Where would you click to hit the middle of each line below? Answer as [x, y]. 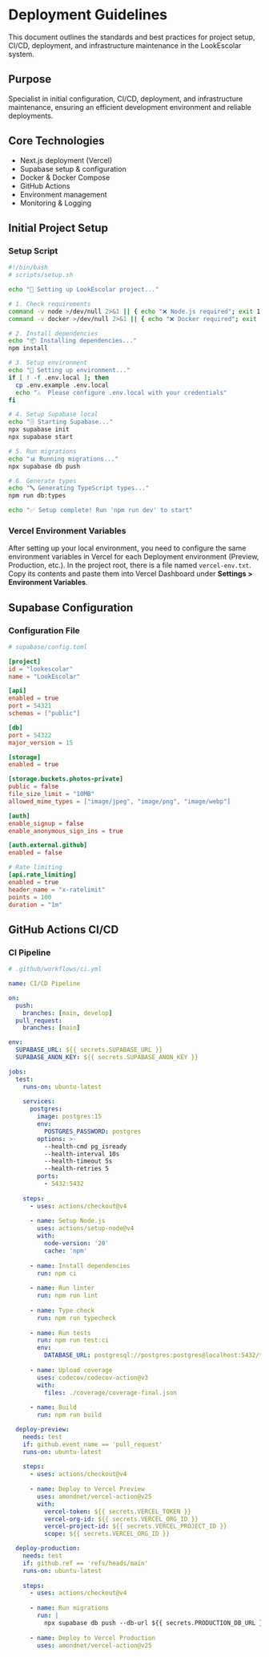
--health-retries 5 [76, 1169]
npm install [28, 348]
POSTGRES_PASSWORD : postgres [92, 1131]
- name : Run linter [62, 1288]
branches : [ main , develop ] [68, 1013]
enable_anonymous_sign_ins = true [66, 831]
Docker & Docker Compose [65, 177]
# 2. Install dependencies [53, 333]
